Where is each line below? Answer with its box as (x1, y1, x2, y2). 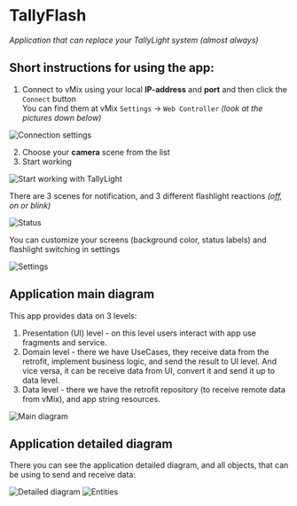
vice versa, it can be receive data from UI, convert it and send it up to (21, 365, 276, 376)
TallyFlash (9, 5, 87, 26)
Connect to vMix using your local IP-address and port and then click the (21, 83, 288, 94)
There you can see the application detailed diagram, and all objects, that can (9, 460, 289, 470)
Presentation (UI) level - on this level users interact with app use (21, 328, 257, 338)
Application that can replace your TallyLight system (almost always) (9, 35, 259, 45)
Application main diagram (9, 287, 155, 302)
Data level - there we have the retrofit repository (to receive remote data (21, 383, 286, 395)
